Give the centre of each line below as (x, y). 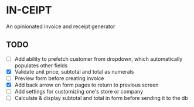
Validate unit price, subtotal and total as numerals (74, 71)
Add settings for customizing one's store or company (79, 92)
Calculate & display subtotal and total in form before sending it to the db (101, 98)
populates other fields (41, 65)
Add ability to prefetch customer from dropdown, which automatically (98, 58)
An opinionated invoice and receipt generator (61, 26)
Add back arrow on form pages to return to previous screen (86, 85)
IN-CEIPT (29, 10)
